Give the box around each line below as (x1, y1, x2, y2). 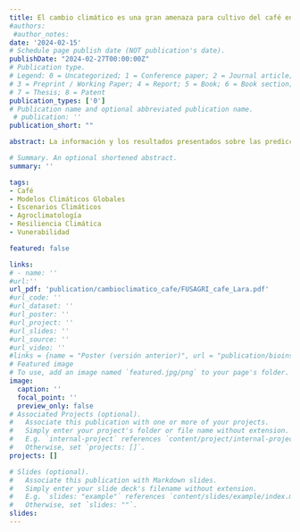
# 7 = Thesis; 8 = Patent (9, 88, 105, 97)
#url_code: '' (9, 293, 62, 302)
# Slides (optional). (9, 467, 90, 477)
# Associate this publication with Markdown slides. (9, 476, 218, 485)
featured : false (9, 243, 70, 253)
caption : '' (17, 384, 62, 393)
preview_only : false (17, 401, 94, 410)
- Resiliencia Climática (9, 220, 102, 229)
